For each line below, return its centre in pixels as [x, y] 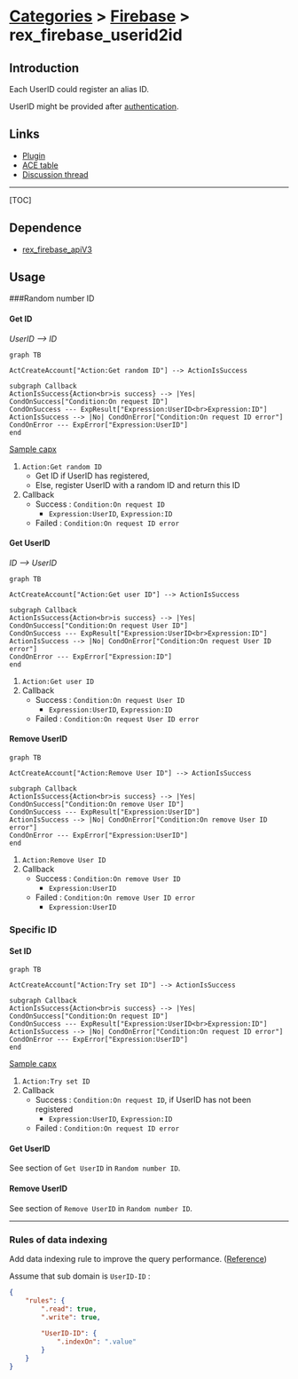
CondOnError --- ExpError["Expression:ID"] [91, 657]
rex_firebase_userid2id [96, 35]
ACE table [40, 165]
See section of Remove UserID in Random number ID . [101, 1208]
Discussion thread [55, 174]
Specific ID [33, 929]
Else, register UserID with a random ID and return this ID [138, 485]
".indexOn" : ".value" [97, 1342]
